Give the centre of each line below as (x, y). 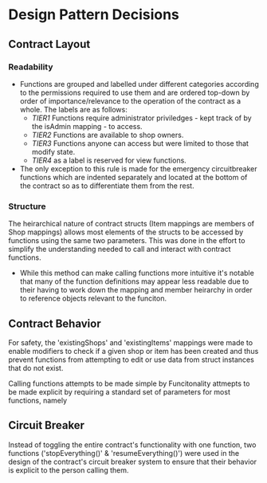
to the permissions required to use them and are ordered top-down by (135, 92)
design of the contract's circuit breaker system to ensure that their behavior (133, 461)
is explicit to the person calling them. (69, 470)
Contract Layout (49, 44)
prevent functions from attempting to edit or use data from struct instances (132, 359)
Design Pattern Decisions (94, 15)
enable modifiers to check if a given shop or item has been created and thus (133, 351)
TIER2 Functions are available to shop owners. (108, 135)
